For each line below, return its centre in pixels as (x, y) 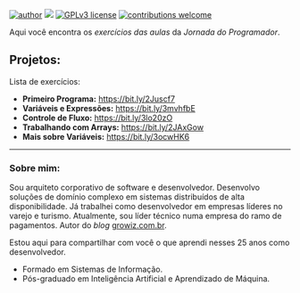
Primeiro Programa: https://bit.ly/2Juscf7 (99, 99)
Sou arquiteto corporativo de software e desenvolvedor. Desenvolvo (135, 188)
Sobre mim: (35, 167)
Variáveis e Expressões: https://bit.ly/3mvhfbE (109, 108)
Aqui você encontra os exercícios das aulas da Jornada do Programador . (145, 32)
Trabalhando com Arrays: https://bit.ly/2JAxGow (112, 127)
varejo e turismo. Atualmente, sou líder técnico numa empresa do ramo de (146, 216)
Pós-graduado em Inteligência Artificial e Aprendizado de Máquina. (146, 279)
